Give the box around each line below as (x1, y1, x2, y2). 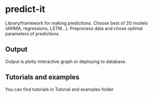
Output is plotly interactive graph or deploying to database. (5, 58, 126, 64)
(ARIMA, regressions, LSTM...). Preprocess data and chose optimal (5, 25, 143, 31)
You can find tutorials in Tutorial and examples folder (5, 86, 114, 92)
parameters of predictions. (5, 30, 60, 36)
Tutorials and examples (5, 73, 80, 81)
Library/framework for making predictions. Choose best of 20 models (5, 20, 148, 26)
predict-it (5, 3, 45, 15)
